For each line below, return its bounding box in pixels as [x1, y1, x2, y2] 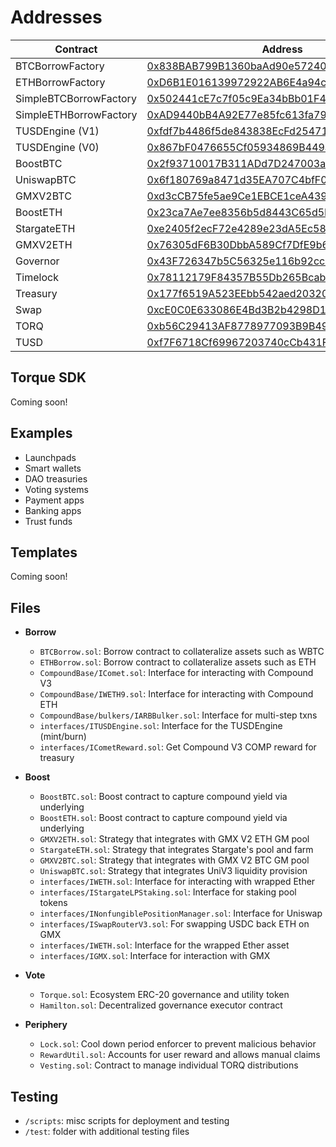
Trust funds [24, 515, 73, 527]
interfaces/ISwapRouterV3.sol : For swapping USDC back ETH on [39, 918, 310, 930]
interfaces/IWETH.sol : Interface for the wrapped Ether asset [39, 939, 290, 951]
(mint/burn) [39, 731, 87, 743]
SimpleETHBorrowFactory [15, 107, 138, 121]
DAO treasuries [24, 472, 88, 485]
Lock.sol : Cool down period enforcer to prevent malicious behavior [39, 1038, 317, 1050]
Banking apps [24, 504, 82, 516]
